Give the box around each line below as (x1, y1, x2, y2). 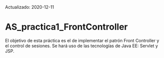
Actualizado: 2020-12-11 (5, 4, 54, 10)
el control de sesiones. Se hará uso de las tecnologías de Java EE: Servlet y (5, 43, 158, 49)
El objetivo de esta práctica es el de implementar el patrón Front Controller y (5, 37, 160, 43)
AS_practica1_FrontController (5, 22, 128, 32)
